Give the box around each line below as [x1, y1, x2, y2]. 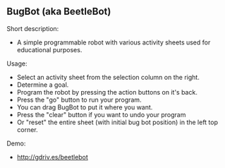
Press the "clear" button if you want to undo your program [16, 110, 186, 119]
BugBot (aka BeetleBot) [6, 6, 111, 18]
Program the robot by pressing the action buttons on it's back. [16, 88, 198, 96]
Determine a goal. [16, 80, 69, 89]
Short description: [6, 24, 59, 32]
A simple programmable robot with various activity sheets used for [16, 38, 211, 47]
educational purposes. [16, 45, 83, 54]
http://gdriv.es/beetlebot [16, 152, 89, 161]
